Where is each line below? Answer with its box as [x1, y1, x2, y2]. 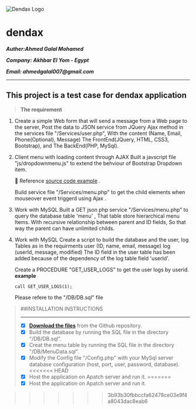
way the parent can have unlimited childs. [14, 225, 115, 232]
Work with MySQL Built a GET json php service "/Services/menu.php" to [14, 206, 188, 213]
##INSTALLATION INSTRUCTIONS [20, 305, 103, 312]
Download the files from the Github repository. [29, 322, 142, 329]
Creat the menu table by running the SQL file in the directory [29, 341, 174, 348]
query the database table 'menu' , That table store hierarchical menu [14, 212, 180, 219]
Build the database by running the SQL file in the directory [29, 328, 169, 336]
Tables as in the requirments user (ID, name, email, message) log [14, 242, 171, 249]
